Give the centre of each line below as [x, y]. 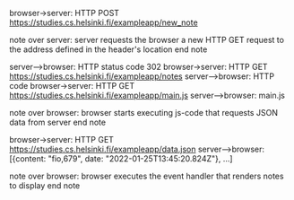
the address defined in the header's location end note [108, 49]
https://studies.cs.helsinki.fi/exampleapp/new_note [104, 22]
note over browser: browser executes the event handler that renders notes [147, 176]
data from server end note [57, 122]
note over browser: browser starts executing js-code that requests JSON [143, 113]
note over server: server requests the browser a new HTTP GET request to [147, 40]
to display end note [45, 186]
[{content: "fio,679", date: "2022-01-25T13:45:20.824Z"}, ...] [121, 159]
